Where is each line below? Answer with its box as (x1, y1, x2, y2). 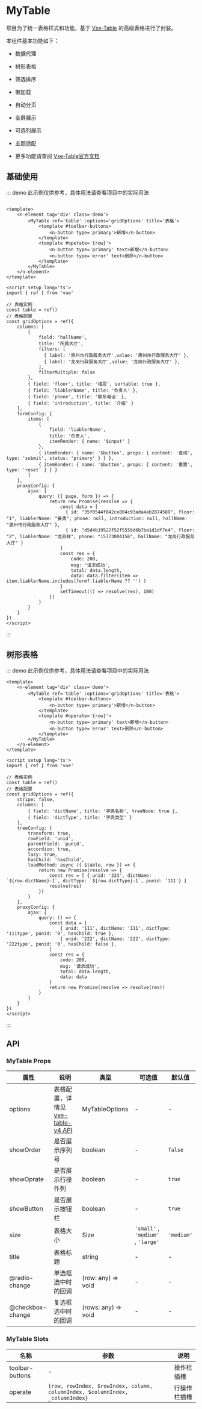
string (82, 1253, 99, 1261)
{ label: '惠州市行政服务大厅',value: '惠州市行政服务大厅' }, (44, 352, 189, 359)
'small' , (134, 1224, 160, 1232)
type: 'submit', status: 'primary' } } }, (6, 455, 114, 461)
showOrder (9, 1146, 41, 1154)
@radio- (9, 1274, 34, 1282)
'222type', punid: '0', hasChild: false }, (6, 941, 117, 947)
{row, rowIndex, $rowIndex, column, (47, 1382, 153, 1389)
